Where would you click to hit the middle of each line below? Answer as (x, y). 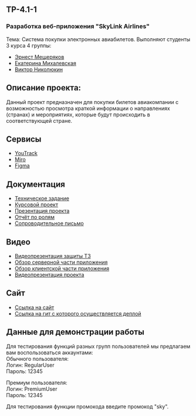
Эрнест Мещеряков (39, 57)
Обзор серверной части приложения (61, 262)
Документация (36, 184)
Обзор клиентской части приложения (62, 268)
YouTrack (26, 153)
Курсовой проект (36, 204)
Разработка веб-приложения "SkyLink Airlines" (78, 26)
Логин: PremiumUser (32, 389)
